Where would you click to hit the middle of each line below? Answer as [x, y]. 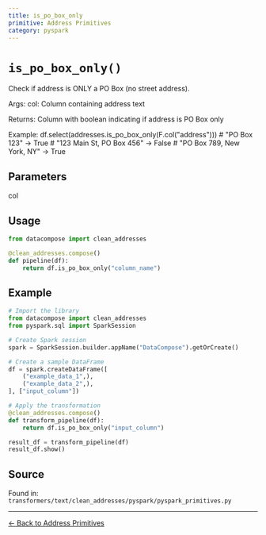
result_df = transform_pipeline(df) [68, 442]
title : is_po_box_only [46, 15]
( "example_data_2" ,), [58, 384]
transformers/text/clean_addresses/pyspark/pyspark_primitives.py [120, 501]
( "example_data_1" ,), [58, 377]
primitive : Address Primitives [60, 23]
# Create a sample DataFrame [56, 362]
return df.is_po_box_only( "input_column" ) [93, 428]
